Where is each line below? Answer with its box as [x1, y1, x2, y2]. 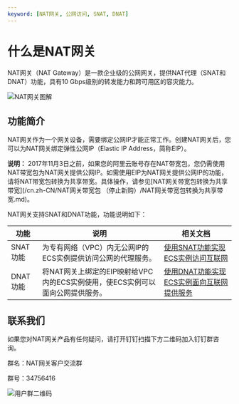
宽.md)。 [7, 195, 33, 204]
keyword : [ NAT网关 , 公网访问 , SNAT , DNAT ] [7, 10, 129, 18]
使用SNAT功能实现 [164, 243, 226, 253]
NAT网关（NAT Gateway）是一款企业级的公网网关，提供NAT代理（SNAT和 [7, 68, 226, 77]
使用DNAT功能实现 [164, 266, 226, 276]
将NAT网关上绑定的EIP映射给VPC [42, 266, 154, 276]
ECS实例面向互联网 [164, 277, 228, 287]
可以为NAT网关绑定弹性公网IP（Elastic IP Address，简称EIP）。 [7, 144, 191, 153]
